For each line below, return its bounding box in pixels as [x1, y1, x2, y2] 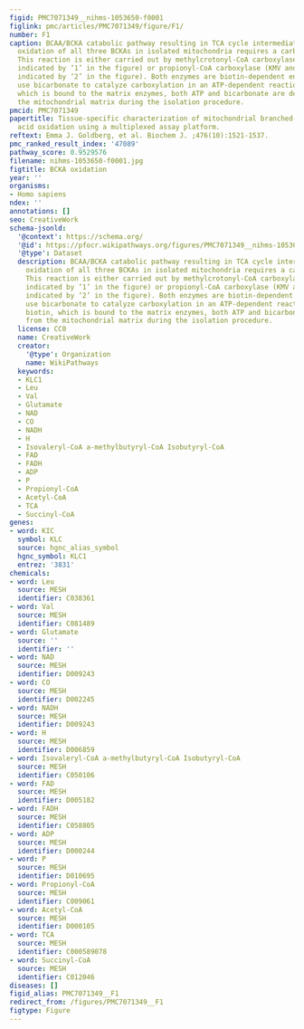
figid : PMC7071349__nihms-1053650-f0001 [9, 13, 165, 23]
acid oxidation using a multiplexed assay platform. [17, 123, 221, 132]
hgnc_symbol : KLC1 [17, 551, 88, 561]
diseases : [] [9, 981, 59, 990]
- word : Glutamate [9, 627, 79, 636]
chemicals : [9, 568, 51, 577]
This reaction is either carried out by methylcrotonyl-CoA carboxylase [17, 55, 298, 64]
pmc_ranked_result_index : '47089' [9, 139, 140, 148]
